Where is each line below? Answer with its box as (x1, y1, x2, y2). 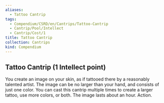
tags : (5, 16, 16, 21)
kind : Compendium (5, 44, 41, 49)
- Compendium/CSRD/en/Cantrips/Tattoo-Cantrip (9, 21, 108, 26)
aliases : (5, 7, 23, 12)
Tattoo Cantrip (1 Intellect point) (5, 63, 106, 71)
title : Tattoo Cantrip (5, 35, 52, 40)
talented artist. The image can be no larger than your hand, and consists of (5, 81, 159, 87)
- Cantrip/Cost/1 (9, 30, 46, 35)
